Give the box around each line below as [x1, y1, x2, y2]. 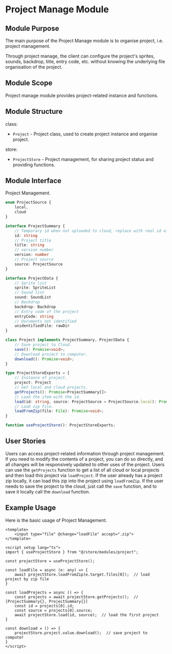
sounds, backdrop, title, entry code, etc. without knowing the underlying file [5, 58, 165, 65]
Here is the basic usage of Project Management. [5, 517, 107, 523]
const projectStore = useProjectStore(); [5, 558, 95, 564]
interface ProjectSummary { [5, 223, 66, 229]
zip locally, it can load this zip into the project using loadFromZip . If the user [5, 478, 164, 484]
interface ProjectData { [5, 275, 58, 281]
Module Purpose [5, 24, 59, 33]
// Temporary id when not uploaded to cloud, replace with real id [14, 228, 161, 233]
